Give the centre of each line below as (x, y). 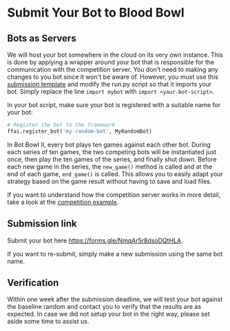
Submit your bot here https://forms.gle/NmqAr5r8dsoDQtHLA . (95, 240)
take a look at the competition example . (63, 202)
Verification (33, 282)
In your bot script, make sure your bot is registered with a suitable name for (114, 105)
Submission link (42, 224)
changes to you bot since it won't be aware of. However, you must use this (113, 77)
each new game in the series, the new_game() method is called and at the (110, 167)
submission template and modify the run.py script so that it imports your (109, 84)
